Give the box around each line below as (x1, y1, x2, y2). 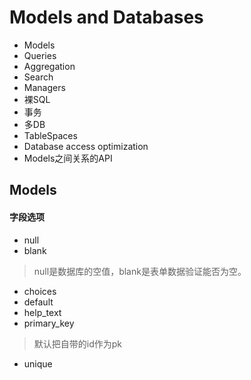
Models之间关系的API (23, 152, 113, 164)
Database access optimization (23, 140, 149, 152)
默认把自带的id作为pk (33, 337, 123, 350)
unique (23, 357, 53, 370)
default (23, 296, 54, 308)
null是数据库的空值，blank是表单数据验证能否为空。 (33, 265, 247, 277)
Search (23, 71, 54, 83)
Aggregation (23, 60, 76, 72)
